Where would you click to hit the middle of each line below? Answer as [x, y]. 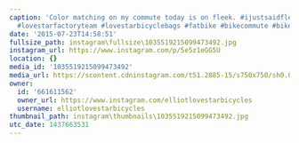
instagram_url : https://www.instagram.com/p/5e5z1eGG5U [115, 51]
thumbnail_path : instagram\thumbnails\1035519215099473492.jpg [129, 116]
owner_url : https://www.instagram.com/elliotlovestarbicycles [135, 100]
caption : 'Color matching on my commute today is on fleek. [123, 17]
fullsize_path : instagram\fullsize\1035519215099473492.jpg [123, 42]
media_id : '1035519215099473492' [71, 68]
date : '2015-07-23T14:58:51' [63, 34]
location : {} [33, 59]
